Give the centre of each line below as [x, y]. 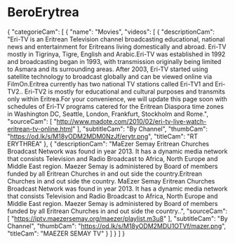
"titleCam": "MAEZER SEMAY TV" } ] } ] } [66, 233]
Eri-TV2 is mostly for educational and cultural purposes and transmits [125, 91]
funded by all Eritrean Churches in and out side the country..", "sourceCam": [117, 211]
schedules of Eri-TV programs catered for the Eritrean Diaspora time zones [116, 106]
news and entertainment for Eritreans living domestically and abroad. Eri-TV [117, 46]
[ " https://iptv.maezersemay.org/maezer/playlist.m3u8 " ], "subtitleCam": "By [117, 218]
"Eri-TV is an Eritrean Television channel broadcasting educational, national [116, 39]
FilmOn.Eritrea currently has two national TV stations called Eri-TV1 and [110, 84]
